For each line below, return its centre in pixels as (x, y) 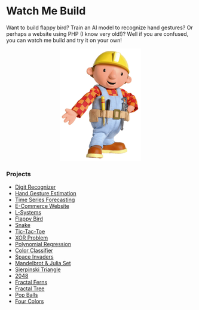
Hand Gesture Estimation (45, 194)
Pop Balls (26, 295)
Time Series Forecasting (45, 200)
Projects (19, 174)
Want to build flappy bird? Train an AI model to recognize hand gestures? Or (99, 27)
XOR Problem (31, 238)
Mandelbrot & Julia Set (43, 263)
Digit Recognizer (35, 187)
